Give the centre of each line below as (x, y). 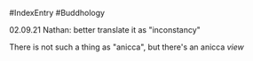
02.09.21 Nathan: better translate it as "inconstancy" (105, 30)
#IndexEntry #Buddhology (57, 13)
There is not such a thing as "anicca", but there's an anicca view (126, 47)
